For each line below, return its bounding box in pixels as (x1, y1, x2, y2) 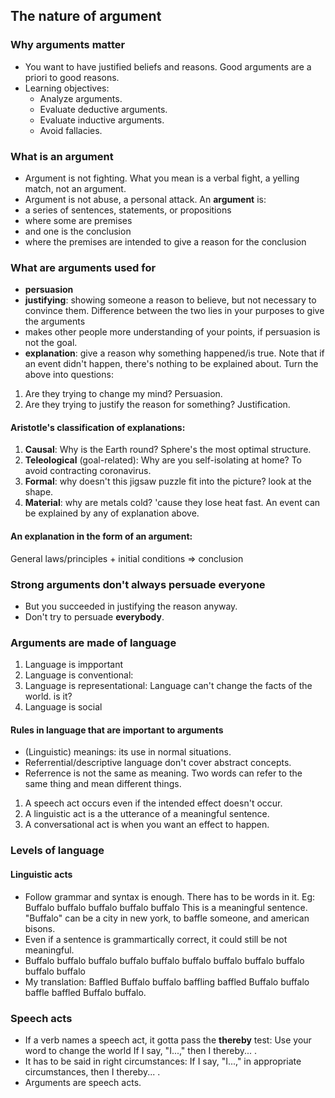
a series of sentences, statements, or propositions (24, 204, 232, 216)
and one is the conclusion (24, 225, 132, 237)
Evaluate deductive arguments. (39, 103, 168, 115)
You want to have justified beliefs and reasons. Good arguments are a (24, 60, 312, 73)
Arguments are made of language (10, 635, 177, 649)
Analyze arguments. (39, 92, 123, 104)
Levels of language (10, 844, 105, 858)
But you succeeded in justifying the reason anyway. (24, 600, 238, 612)
